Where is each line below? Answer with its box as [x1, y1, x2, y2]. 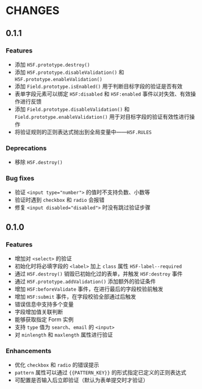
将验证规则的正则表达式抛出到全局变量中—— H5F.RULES [14, 128, 152, 135]
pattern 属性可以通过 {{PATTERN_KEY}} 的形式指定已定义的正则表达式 [14, 369, 187, 376]
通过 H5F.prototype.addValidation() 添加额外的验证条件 [14, 278, 156, 285]
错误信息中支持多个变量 [14, 301, 74, 308]
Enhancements [5, 347, 52, 355]
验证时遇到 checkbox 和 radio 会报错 [14, 196, 105, 204]
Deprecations [5, 144, 47, 152]
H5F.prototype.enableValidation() [14, 76, 103, 82]
